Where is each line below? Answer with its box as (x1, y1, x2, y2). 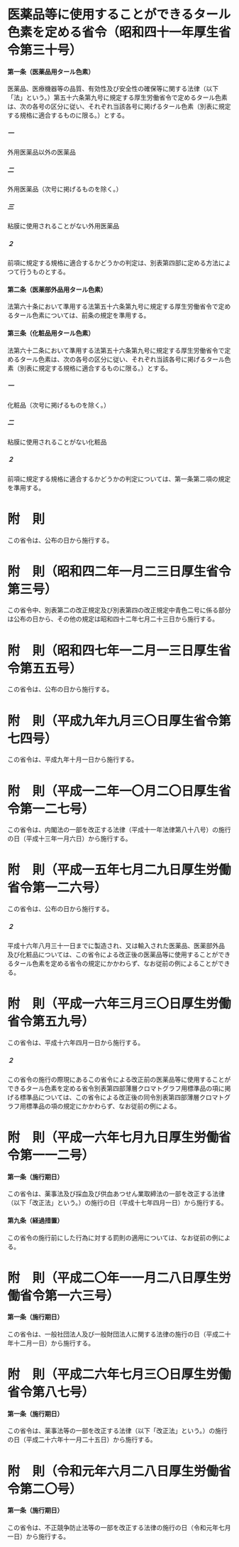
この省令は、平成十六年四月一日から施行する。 (7, 1038, 144, 1047)
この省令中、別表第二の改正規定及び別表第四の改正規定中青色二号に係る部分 (7, 606, 231, 615)
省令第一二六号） (7, 880, 108, 896)
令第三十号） (7, 42, 83, 58)
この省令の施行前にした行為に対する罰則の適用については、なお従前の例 (7, 1233, 218, 1242)
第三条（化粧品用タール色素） (7, 329, 94, 338)
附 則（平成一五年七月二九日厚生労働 (7, 862, 232, 878)
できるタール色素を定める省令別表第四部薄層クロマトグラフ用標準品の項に (7, 1084, 225, 1093)
